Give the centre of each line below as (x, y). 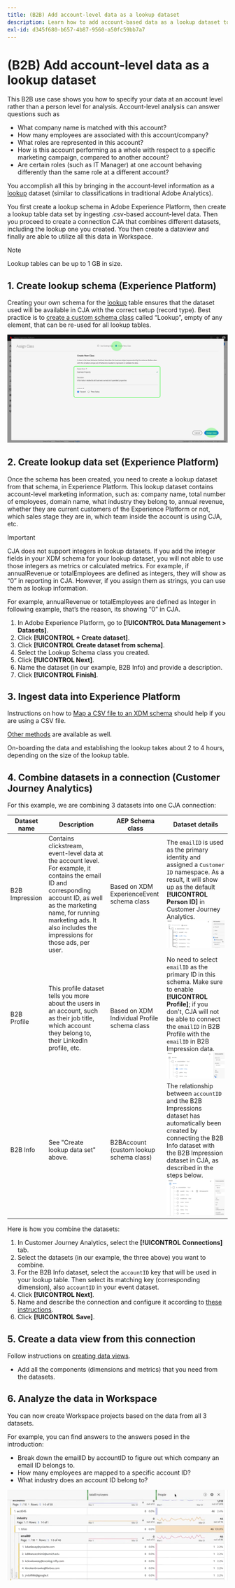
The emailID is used (195, 843)
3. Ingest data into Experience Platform (94, 696)
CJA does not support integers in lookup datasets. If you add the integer (111, 551)
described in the (190, 1168)
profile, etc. (65, 1048)
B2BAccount (128, 1142)
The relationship (190, 1086)
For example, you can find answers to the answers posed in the (99, 1436)
